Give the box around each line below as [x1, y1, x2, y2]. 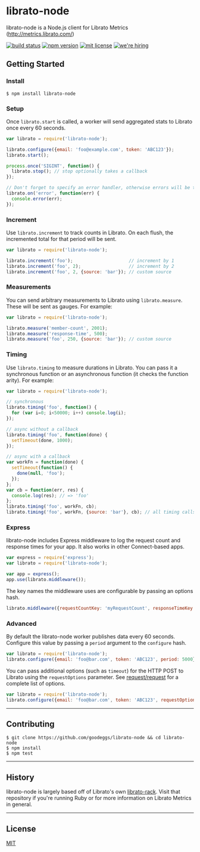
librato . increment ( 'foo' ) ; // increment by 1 [6, 258, 174, 264]
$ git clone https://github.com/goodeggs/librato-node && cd [6, 735, 161, 741]
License [6, 823, 36, 834]
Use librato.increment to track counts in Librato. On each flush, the [6, 229, 174, 236]
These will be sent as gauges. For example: [6, 302, 112, 310]
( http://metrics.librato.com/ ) [6, 30, 74, 37]
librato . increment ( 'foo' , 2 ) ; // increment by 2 [6, 263, 174, 269]
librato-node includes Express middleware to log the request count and [6, 537, 180, 544]
